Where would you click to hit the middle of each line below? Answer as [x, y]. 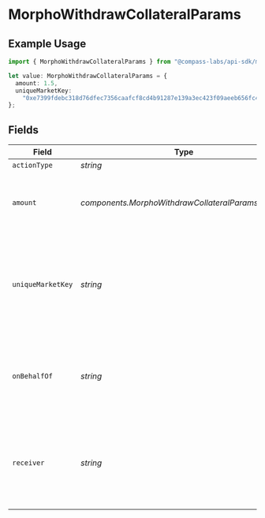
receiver [28, 463]
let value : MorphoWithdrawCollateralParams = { [88, 76]
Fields [24, 130]
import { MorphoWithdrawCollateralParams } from [90, 61]
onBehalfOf [32, 376]
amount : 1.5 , [37, 83]
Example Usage [47, 44]
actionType [32, 166]
